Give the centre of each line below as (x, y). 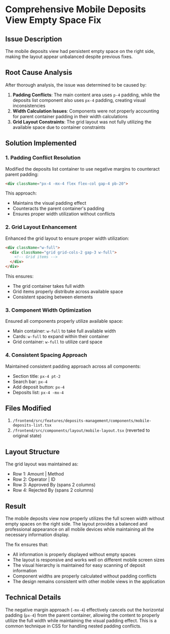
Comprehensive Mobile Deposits (76, 9)
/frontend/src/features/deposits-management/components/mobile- (82, 421)
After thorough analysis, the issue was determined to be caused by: (76, 85)
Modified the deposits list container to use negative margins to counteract (82, 169)
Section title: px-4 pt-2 (37, 376)
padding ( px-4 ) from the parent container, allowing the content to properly (82, 615)
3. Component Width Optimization (48, 310)
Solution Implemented (41, 143)
